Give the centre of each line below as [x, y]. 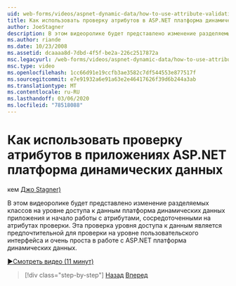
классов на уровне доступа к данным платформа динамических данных [116, 210]
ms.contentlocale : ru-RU [44, 92]
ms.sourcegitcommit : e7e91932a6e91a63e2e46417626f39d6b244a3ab [102, 79]
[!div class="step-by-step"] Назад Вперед [86, 275]
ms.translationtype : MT [42, 86]
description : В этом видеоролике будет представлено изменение [102, 33]
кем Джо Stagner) [34, 189]
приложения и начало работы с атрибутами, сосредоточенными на [109, 218]
